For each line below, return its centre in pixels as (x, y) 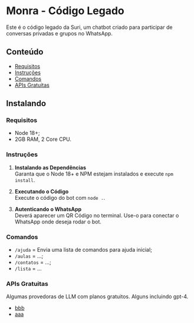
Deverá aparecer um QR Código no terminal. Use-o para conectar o (97, 215)
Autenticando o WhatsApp (48, 209)
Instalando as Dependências (50, 167)
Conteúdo (25, 52)
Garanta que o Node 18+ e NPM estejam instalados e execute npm (94, 174)
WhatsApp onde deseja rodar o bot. (58, 222)
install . (25, 180)
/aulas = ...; (29, 256)
